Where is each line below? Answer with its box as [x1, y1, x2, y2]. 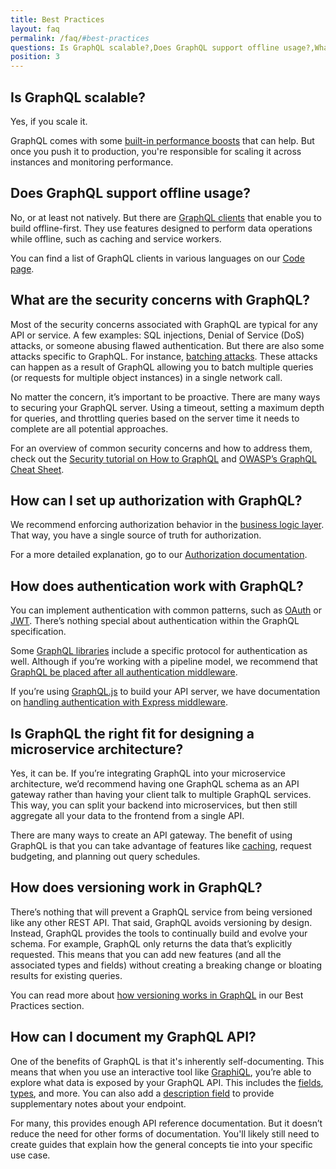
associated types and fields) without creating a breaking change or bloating [10, 959, 323, 971]
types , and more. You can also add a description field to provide [10, 1087, 275, 1099]
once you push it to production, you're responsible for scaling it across [10, 145, 302, 157]
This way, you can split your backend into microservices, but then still [10, 799, 298, 811]
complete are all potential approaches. [10, 422, 169, 435]
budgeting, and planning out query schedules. [10, 851, 201, 862]
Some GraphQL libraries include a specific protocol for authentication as [10, 645, 308, 657]
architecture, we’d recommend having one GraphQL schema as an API [10, 778, 300, 790]
